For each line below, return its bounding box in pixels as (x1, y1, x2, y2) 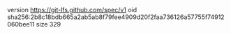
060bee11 (7, 20, 35, 28)
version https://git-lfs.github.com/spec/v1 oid (7, 6, 137, 14)
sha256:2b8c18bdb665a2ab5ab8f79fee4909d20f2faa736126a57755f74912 (7, 13, 225, 21)
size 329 (36, 20, 61, 28)
